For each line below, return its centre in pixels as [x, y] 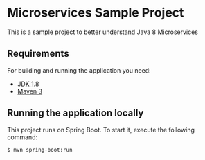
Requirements [38, 54]
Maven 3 [30, 91]
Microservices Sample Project [96, 13]
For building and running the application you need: [79, 70]
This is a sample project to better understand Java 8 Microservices [103, 32]
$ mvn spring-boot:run [40, 150]
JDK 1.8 [28, 84]
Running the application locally [75, 113]
